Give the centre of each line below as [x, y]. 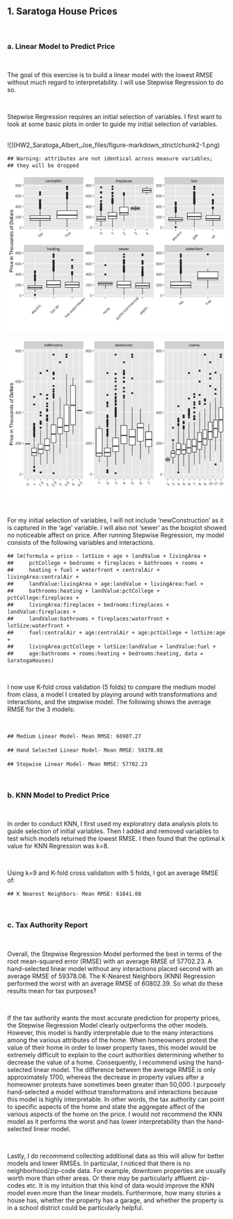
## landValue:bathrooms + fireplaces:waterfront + [88, 619]
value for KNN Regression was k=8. [58, 846]
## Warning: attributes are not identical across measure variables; [110, 159]
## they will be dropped [43, 166]
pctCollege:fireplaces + [43, 598]
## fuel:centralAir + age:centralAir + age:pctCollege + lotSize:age [116, 633]
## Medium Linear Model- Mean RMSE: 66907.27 [74, 737]
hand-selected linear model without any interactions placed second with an [115, 968]
